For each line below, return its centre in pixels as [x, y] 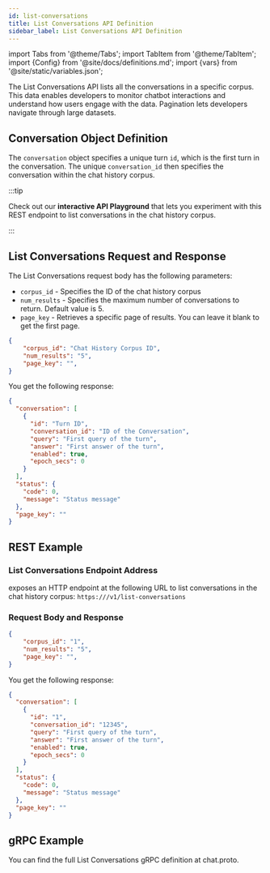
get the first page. [50, 326]
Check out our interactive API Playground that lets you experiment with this [135, 207]
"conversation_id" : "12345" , [79, 725]
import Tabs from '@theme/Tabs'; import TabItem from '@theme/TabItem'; [133, 54]
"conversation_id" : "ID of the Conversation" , [110, 431]
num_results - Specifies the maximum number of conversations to [130, 300]
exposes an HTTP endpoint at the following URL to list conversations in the [133, 588]
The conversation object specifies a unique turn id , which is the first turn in [134, 158]
